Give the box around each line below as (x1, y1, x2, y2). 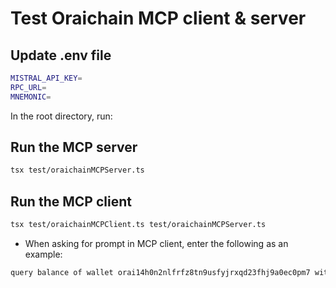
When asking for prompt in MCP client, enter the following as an (24, 238, 289, 249)
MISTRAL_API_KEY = (10, 73, 83, 83)
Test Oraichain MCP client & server (10, 7, 307, 30)
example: (24, 248, 63, 260)
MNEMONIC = (10, 92, 52, 102)
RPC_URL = (10, 82, 47, 92)
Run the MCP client (10, 193, 132, 210)
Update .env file (10, 47, 112, 64)
